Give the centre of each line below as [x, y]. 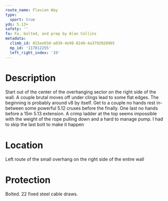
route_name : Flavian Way [32, 10]
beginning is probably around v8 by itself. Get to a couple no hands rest [80, 103]
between [15, 108]
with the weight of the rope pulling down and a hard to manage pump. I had [84, 119]
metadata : [16, 39]
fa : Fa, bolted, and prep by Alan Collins [51, 34]
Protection [28, 180]
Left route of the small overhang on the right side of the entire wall [75, 159]
